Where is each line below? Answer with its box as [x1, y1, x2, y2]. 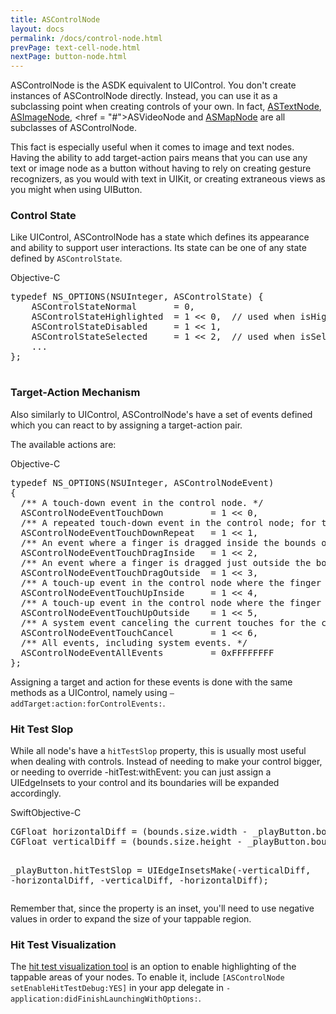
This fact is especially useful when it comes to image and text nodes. [10, 141, 295, 153]
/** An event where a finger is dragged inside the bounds [20, 537, 317, 548]
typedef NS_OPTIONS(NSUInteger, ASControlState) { [10, 291, 264, 303]
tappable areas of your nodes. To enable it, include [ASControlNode [10, 971, 285, 983]
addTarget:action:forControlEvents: [10, 699, 163, 709]
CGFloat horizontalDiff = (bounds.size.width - [10, 826, 248, 838]
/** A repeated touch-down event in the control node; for [20, 517, 317, 528]
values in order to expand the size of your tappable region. [10, 913, 252, 925]
